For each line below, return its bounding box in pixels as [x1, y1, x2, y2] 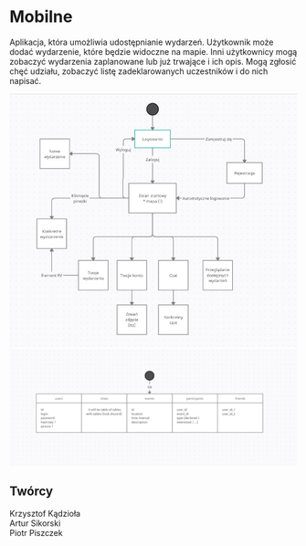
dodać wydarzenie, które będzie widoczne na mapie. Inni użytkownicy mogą [9, 46, 298, 57]
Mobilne [9, 6, 73, 27]
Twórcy [9, 484, 53, 499]
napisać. [9, 75, 42, 86]
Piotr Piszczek [9, 527, 63, 538]
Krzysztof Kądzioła [9, 508, 80, 519]
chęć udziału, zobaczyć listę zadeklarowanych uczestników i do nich [9, 66, 269, 77]
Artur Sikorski [9, 518, 61, 529]
